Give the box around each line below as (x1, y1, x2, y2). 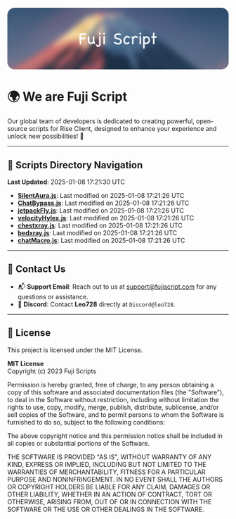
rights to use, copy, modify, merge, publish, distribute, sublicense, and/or (7, 403, 219, 411)
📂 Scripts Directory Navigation (7, 159, 143, 171)
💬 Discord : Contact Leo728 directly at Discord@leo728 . (17, 300, 176, 308)
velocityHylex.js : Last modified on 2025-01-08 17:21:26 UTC (17, 214, 195, 223)
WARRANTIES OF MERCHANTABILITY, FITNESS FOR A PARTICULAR (7, 468, 206, 476)
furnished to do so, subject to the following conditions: (7, 418, 165, 426)
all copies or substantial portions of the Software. (7, 439, 150, 447)
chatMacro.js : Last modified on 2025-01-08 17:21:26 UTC (17, 237, 185, 245)
